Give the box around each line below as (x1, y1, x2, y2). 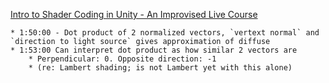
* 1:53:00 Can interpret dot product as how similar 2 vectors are (10, 45, 298, 55)
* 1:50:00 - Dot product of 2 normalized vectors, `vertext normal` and (10, 28, 320, 38)
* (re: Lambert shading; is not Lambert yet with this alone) (28, 63, 293, 73)
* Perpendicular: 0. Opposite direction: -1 (28, 54, 217, 64)
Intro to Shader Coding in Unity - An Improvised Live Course (10, 9, 258, 20)
